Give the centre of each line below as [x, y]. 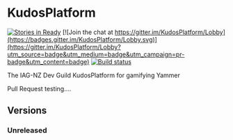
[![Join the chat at [88, 32]
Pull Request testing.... [39, 88]
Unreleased [27, 130]
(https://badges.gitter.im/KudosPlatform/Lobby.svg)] [82, 39]
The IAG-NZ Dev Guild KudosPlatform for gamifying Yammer [94, 75]
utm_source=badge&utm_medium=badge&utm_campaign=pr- [96, 54]
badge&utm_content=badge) [48, 61]
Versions [27, 110]
